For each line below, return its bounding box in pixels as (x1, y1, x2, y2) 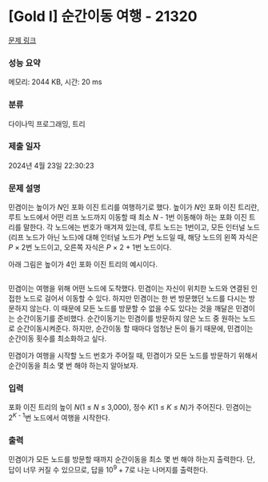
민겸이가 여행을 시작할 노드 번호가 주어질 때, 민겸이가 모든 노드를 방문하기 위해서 (8, 350, 258, 361)
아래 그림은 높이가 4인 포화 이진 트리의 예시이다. (8, 260, 158, 269)
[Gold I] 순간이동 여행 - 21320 (8, 7, 198, 26)
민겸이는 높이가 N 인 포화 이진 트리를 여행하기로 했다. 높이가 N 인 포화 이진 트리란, (8, 202, 260, 213)
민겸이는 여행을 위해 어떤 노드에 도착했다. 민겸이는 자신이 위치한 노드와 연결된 (8, 284, 250, 294)
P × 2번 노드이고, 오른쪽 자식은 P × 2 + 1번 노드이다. (8, 242, 172, 253)
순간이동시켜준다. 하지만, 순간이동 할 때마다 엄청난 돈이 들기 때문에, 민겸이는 (16, 324, 254, 334)
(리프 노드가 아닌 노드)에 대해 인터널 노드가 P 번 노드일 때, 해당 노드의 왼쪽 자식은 (8, 233, 258, 242)
